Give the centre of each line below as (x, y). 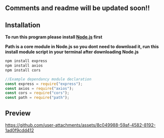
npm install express (26, 61)
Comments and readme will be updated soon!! (78, 8)
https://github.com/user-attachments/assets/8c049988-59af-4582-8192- (81, 125)
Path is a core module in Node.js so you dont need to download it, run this (82, 47)
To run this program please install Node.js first (54, 37)
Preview (18, 113)
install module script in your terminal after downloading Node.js (72, 52)
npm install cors (23, 70)
